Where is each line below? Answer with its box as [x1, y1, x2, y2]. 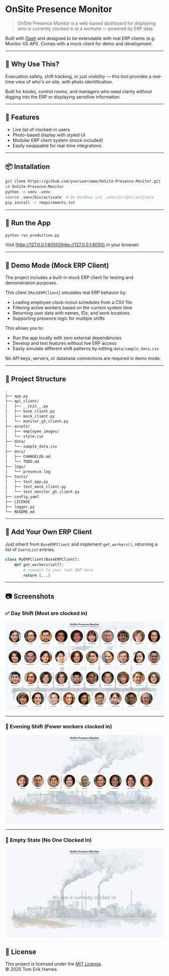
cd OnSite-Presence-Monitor [5, 184, 64, 189]
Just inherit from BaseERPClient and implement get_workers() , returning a [5, 541, 157, 547]
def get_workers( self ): [14, 562, 64, 567]
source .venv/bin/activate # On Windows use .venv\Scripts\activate [5, 195, 154, 200]
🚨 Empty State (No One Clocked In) [5, 837, 92, 844]
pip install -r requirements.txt [5, 200, 75, 205]
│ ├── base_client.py [5, 409, 55, 414]
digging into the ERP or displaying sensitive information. [5, 94, 121, 100]
